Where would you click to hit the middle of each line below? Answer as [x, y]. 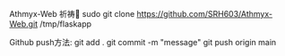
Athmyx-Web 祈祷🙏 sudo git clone [72, 14]
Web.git [24, 24]
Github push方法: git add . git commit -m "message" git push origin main [143, 42]
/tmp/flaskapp [66, 24]
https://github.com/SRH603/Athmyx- [205, 14]
